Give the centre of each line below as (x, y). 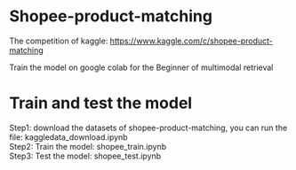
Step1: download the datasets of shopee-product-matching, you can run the (148, 127)
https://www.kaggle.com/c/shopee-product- (192, 41)
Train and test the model (101, 103)
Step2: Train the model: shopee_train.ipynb (88, 146)
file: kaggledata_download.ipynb (68, 137)
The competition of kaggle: (59, 41)
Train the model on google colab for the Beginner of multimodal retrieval (141, 67)
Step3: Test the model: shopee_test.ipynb (85, 156)
